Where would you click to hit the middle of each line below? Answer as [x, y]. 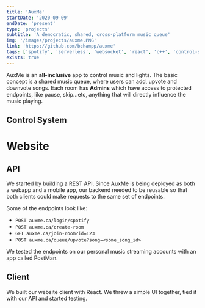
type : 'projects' [28, 29]
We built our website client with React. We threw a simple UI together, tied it [102, 291]
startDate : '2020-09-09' [38, 18]
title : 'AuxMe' [26, 12]
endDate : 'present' [31, 23]
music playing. [25, 101]
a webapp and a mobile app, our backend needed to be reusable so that [97, 190]
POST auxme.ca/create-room [49, 227]
